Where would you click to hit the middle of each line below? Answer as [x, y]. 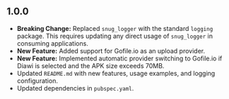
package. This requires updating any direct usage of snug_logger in [115, 36]
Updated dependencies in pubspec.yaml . [75, 88]
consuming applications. [53, 43]
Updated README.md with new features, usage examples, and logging [116, 73]
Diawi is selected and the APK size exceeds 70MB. [90, 65]
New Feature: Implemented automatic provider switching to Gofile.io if [119, 58]
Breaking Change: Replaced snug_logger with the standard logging [115, 28]
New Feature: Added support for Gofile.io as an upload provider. [111, 51]
